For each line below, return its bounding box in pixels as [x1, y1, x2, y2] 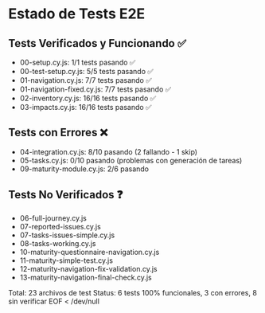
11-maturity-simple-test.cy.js [19, 256, 114, 265]
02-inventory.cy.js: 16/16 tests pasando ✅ [19, 93, 157, 103]
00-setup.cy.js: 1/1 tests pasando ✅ [19, 57, 136, 67]
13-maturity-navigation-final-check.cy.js [19, 272, 153, 282]
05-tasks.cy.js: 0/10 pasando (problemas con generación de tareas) [19, 155, 243, 165]
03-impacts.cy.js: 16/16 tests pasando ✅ [19, 103, 152, 112]
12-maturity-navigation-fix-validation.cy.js [19, 264, 158, 273]
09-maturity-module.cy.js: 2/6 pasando [19, 164, 150, 174]
